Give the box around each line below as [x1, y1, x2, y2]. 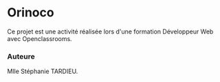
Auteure [7, 51, 36, 61]
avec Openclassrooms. [7, 34, 72, 42]
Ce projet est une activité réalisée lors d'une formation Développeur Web [7, 27, 214, 36]
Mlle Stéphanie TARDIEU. [7, 67, 78, 76]
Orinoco [7, 5, 54, 20]
